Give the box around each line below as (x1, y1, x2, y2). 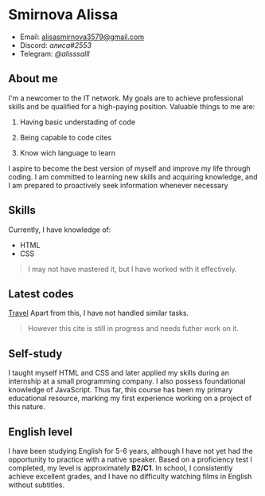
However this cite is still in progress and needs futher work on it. (27, 324, 239, 333)
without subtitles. (8, 480, 65, 490)
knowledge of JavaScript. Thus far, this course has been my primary (8, 385, 233, 395)
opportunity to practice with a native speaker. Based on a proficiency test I (8, 455, 253, 464)
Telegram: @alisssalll (19, 49, 90, 58)
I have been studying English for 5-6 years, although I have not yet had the (8, 447, 253, 455)
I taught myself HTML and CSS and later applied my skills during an (8, 368, 229, 378)
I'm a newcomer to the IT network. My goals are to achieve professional (8, 93, 244, 103)
